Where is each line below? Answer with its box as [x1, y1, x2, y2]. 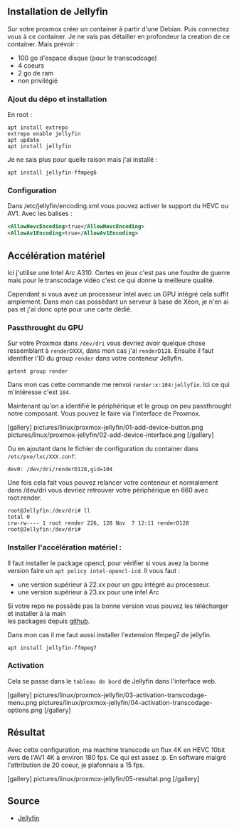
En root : [7, 110, 33, 119]
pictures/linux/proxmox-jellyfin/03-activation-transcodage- [33, 691, 208, 699]
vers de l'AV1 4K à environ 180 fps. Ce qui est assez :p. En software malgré [7, 753, 227, 761]
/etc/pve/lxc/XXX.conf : [7, 452, 77, 460]
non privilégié [17, 76, 58, 85]
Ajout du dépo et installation [7, 94, 107, 104]
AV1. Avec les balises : [7, 210, 73, 218]
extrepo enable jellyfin [7, 130, 81, 138]
